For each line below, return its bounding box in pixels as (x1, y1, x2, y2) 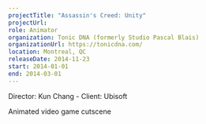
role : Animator (8, 26, 58, 34)
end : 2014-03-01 (8, 70, 62, 78)
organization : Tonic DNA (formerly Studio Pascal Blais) (8, 33, 200, 42)
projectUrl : (8, 19, 47, 27)
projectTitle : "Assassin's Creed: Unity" (8, 11, 147, 20)
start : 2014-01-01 (8, 63, 69, 71)
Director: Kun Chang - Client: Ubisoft (8, 91, 128, 100)
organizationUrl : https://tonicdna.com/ (8, 41, 144, 49)
